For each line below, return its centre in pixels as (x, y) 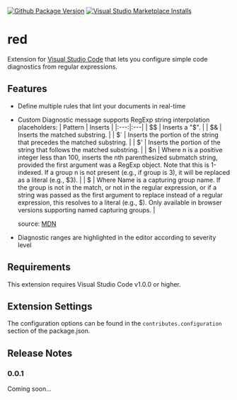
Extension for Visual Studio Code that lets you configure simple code (108, 59)
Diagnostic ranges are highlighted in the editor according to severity (117, 237)
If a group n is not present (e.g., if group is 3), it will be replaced (137, 172)
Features (27, 89)
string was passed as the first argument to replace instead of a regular (120, 195)
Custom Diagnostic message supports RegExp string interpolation (114, 120)
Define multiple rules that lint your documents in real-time (102, 105)
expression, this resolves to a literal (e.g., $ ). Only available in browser (120, 202)
